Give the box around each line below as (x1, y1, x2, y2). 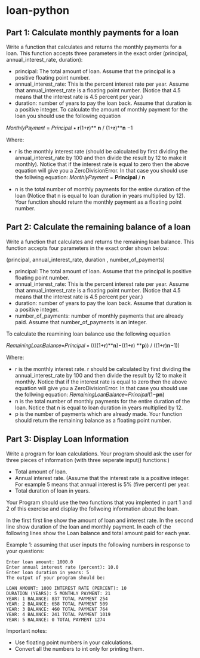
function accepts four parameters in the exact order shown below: (6, 244, 169, 252)
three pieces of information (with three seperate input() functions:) (6, 456, 170, 463)
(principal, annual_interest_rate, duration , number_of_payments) (6, 256, 165, 263)
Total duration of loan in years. (14, 487, 91, 494)
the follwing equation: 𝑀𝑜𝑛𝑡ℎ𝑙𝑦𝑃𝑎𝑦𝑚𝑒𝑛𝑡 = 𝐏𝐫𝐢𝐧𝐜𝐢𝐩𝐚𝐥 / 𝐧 (14, 174, 145, 180)
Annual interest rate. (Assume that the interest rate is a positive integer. (14, 474, 190, 481)
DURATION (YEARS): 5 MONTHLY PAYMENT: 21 (6, 590, 111, 596)
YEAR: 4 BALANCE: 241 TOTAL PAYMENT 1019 (6, 611, 111, 617)
